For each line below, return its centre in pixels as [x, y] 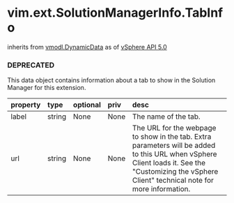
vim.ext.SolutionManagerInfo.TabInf [115, 13]
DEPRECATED [31, 65]
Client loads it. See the [169, 163]
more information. [161, 189]
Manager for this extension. [47, 88]
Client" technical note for [173, 181]
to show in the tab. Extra [172, 137]
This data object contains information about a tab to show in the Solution [111, 80]
